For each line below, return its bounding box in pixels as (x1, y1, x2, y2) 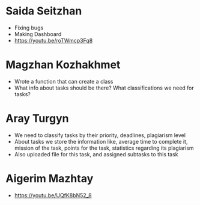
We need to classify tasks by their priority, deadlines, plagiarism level (14, 131, 186, 139)
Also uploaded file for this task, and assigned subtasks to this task (14, 150, 178, 158)
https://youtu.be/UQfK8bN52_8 (14, 191, 92, 199)
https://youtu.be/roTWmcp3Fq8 (14, 37, 93, 44)
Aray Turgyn (5, 112, 69, 126)
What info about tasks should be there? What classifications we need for (14, 84, 195, 91)
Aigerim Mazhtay (5, 172, 94, 185)
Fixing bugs (14, 24, 44, 31)
